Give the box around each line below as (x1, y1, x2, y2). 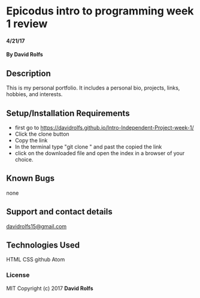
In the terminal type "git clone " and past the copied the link (14, 143, 162, 150)
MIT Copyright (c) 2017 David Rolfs (6, 284, 93, 292)
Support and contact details (6, 207, 113, 217)
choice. (14, 156, 34, 163)
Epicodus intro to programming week (6, 4, 194, 18)
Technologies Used (6, 240, 80, 251)
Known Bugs (6, 173, 55, 184)
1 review (6, 17, 48, 31)
